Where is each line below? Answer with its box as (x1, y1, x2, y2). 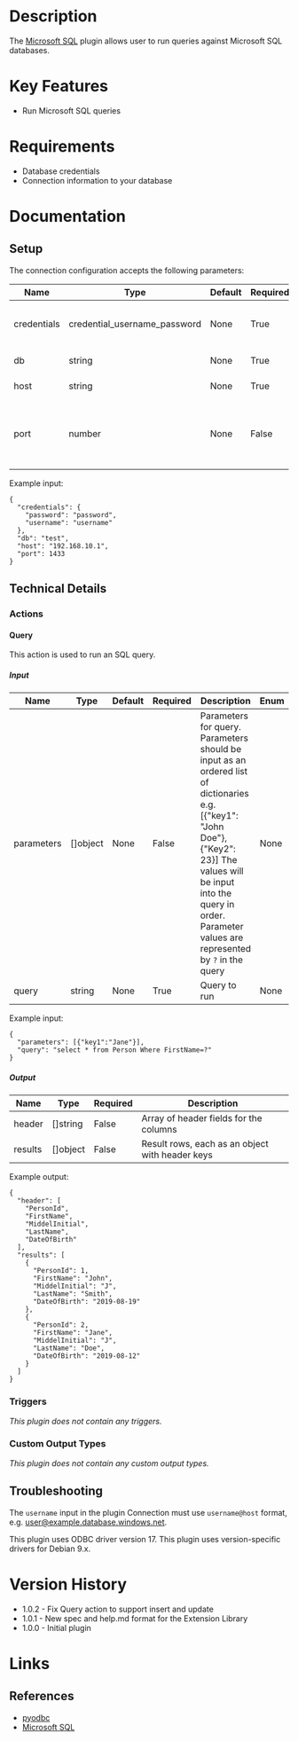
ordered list (200, 765, 248, 778)
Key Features (9, 76, 109, 97)
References (9, 1689, 74, 1704)
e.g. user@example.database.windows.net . (9, 1517, 168, 1527)
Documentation (9, 207, 127, 226)
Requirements (9, 137, 115, 157)
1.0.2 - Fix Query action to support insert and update (21, 1604, 215, 1614)
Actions (9, 608, 44, 620)
